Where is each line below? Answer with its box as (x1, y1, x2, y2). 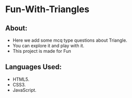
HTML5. (12, 76, 29, 82)
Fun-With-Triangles (5, 4, 90, 15)
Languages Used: (5, 62, 62, 72)
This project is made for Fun (12, 48, 72, 54)
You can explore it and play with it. (12, 43, 84, 49)
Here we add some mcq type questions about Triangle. (12, 37, 127, 43)
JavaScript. (12, 87, 37, 93)
